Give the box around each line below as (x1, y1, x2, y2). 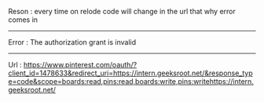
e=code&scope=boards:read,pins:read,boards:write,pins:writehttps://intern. (8, 77, 254, 86)
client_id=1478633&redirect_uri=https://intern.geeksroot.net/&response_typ (8, 68, 253, 78)
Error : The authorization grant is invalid (8, 38, 136, 46)
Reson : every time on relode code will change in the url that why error (8, 7, 236, 16)
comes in (8, 15, 38, 24)
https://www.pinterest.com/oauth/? (23, 60, 137, 69)
